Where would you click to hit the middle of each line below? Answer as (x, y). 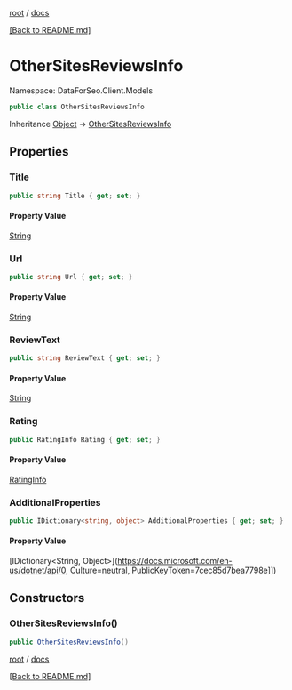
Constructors (47, 598)
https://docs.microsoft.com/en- (175, 561)
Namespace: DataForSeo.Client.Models (81, 90)
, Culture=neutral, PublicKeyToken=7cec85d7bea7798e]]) (171, 570)
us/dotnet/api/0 (38, 570)
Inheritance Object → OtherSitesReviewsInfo (91, 124)
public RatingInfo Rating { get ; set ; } (85, 439)
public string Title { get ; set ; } (75, 196)
